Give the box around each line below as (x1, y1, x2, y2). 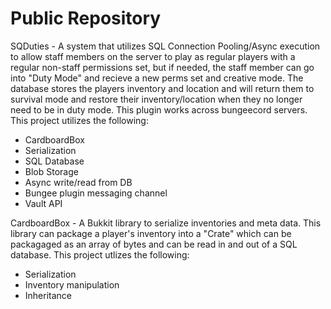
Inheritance (24, 289, 73, 301)
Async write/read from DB (24, 176, 133, 188)
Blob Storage (24, 165, 79, 177)
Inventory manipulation (24, 278, 120, 291)
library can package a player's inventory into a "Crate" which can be (10, 227, 292, 239)
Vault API (24, 197, 63, 209)
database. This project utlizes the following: (10, 248, 190, 261)
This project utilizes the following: (10, 114, 149, 126)
